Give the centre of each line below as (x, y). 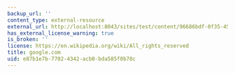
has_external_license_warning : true (60, 33)
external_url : (28, 26)
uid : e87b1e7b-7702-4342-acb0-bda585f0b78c (72, 59)
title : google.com (34, 53)
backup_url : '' (29, 14)
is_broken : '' (28, 40)
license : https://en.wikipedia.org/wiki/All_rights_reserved (98, 46)
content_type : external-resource (56, 20)
